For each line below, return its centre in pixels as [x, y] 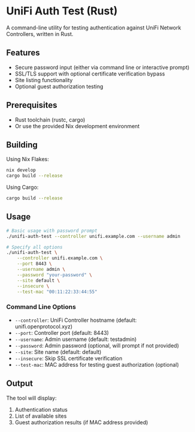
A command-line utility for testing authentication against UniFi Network [94, 28]
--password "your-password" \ [55, 275]
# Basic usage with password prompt [52, 231]
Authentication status [41, 409]
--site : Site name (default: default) [58, 352]
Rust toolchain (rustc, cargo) [50, 120]
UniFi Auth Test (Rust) [62, 11]
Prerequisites [32, 105]
